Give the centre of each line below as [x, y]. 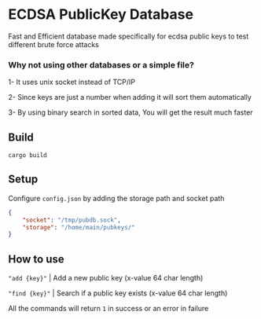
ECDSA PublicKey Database [101, 15]
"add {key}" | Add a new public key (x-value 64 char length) [106, 278]
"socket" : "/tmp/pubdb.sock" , [72, 220]
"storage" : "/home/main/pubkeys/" [79, 227]
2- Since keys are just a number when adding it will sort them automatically [130, 97]
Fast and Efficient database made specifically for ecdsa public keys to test [129, 36]
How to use [36, 259]
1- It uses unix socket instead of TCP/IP [72, 82]
